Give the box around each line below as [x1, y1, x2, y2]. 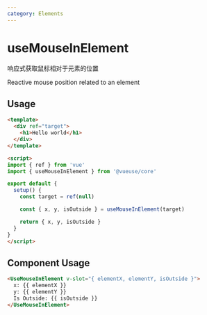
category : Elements [7, 10, 64, 17]
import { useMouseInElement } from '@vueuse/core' [7, 168, 157, 175]
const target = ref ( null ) [19, 193, 95, 200]
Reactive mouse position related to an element [7, 78, 140, 86]
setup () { [13, 187, 42, 194]
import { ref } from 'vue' [7, 161, 85, 168]
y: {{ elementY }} [13, 288, 67, 296]
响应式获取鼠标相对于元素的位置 [7, 64, 99, 72]
